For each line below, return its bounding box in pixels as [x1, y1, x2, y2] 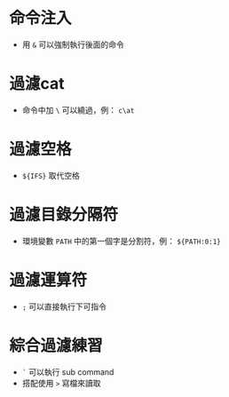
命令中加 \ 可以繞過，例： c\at [21, 104, 135, 115]
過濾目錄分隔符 [9, 205, 119, 225]
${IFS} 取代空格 [21, 170, 80, 180]
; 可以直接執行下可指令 [21, 301, 107, 312]
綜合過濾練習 [9, 335, 104, 355]
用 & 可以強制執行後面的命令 [21, 39, 124, 50]
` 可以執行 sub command [21, 366, 114, 377]
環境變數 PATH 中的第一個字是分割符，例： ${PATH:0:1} [21, 235, 221, 246]
